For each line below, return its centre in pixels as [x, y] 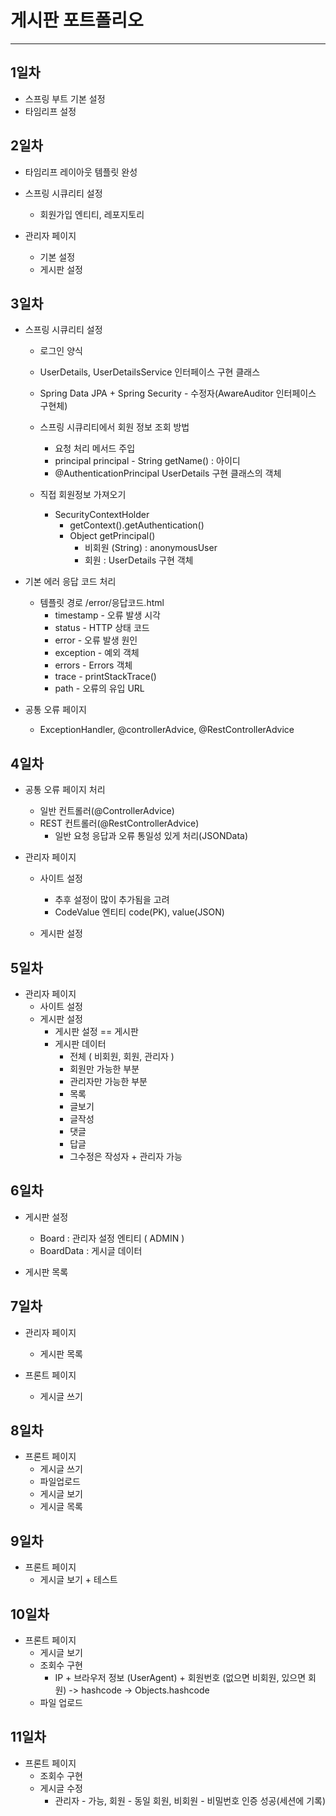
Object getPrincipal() [112, 536]
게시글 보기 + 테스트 [78, 1580]
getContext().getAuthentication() [137, 525]
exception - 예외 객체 [97, 653]
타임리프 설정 [50, 111]
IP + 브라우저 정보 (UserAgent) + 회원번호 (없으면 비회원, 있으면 [180, 1678]
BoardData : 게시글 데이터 [91, 1250]
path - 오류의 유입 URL [99, 688]
